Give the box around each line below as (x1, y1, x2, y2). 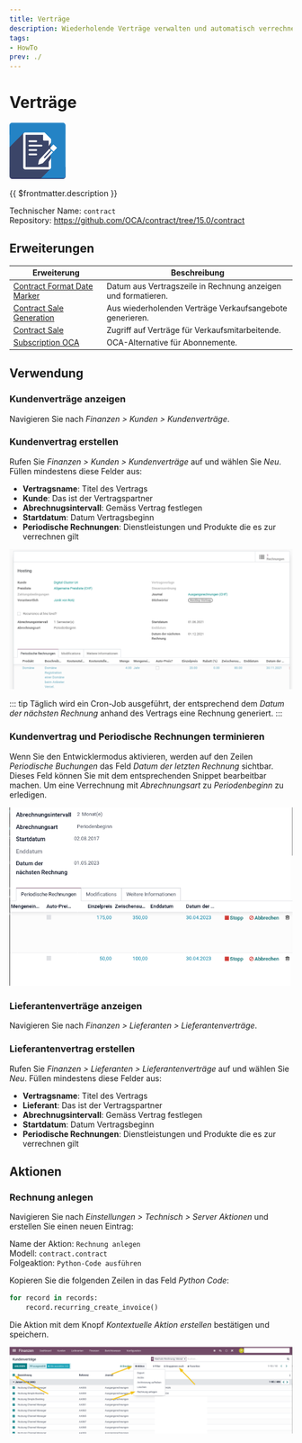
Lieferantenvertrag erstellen (9, 1042, 136, 1055)
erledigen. (9, 789, 48, 800)
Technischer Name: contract (9, 205, 117, 216)
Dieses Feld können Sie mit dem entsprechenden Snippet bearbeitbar (9, 770, 267, 780)
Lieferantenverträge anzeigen (9, 1000, 143, 1013)
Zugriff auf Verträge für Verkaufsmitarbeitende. (106, 325, 281, 336)
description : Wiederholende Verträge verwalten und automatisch (9, 23, 255, 33)
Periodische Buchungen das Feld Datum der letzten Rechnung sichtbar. (9, 761, 274, 771)
